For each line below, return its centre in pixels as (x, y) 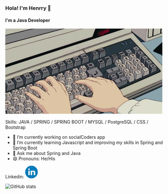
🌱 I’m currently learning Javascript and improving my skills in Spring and (88, 143)
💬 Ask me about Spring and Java (46, 153)
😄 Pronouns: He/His (34, 159)
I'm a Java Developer (28, 20)
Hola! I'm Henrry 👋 (28, 8)
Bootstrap (16, 127)
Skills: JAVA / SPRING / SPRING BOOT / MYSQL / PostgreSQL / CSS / (77, 122)
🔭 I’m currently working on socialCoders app (59, 137)
